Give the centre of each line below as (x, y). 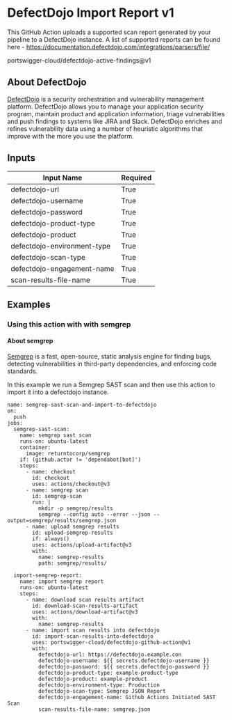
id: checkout (51, 478)
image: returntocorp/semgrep (68, 454)
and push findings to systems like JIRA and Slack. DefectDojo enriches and (115, 121)
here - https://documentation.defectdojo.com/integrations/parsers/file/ (109, 47)
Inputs (22, 158)
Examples (29, 304)
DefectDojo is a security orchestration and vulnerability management (106, 99)
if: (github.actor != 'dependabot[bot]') (80, 460)
